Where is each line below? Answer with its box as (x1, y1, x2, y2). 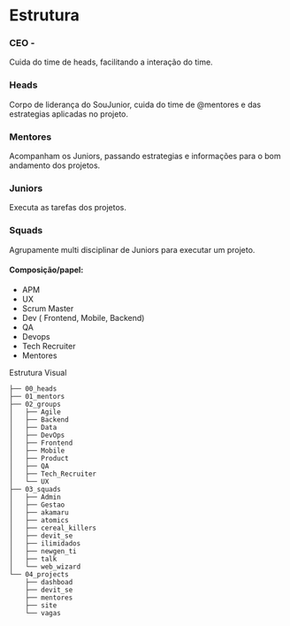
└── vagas (25, 608, 62, 617)
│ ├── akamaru (9, 508, 69, 517)
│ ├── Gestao (9, 500, 65, 509)
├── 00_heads (9, 384, 57, 393)
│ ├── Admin (9, 492, 62, 501)
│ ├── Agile (9, 408, 62, 416)
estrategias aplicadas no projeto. (9, 108, 129, 119)
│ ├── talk (9, 554, 57, 563)
